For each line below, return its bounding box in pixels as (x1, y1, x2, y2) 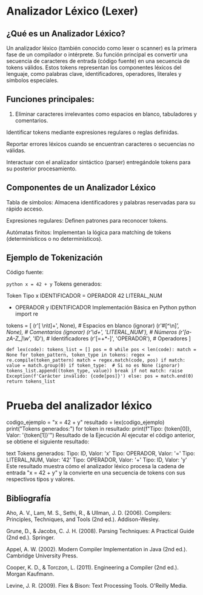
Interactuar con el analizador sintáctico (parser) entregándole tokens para (6, 158, 191, 166)
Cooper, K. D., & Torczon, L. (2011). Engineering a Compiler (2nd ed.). (6, 564, 179, 571)
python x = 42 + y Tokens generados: (6, 280, 102, 287)
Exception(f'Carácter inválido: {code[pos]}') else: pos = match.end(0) (6, 373, 194, 380)
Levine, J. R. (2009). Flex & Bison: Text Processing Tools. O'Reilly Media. (6, 582, 188, 590)
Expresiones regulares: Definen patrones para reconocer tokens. (6, 217, 168, 224)
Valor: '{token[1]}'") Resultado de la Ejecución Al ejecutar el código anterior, (6, 432, 195, 439)
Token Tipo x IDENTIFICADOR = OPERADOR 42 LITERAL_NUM (6, 292, 162, 300)
